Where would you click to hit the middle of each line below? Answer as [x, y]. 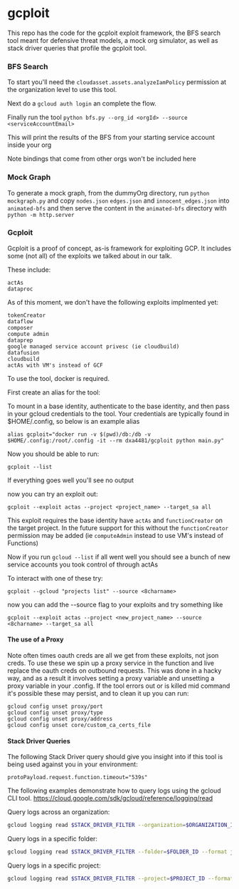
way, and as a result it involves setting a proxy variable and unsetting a [111, 679]
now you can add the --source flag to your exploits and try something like [115, 604]
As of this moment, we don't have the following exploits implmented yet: [113, 302]
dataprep [20, 340]
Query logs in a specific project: [54, 865]
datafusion [23, 352]
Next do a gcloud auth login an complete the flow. [82, 103]
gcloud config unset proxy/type [55, 713]
